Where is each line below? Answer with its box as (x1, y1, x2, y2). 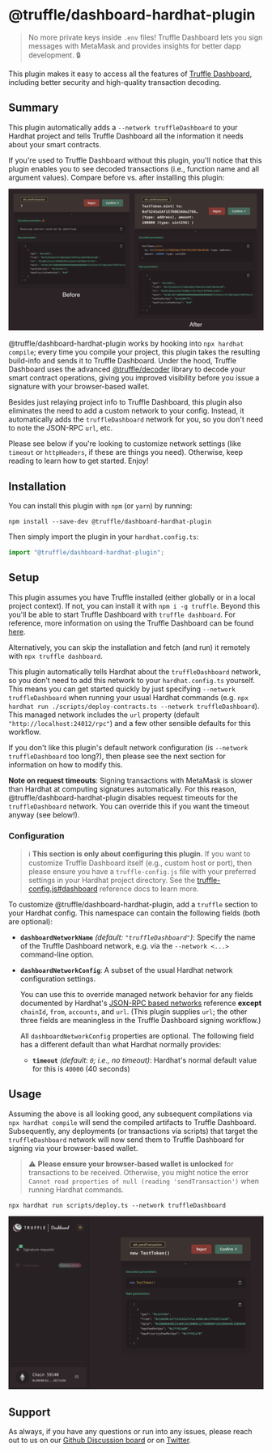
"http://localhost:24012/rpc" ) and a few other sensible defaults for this (8, 718, 251, 728)
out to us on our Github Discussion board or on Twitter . (8, 1435, 192, 1446)
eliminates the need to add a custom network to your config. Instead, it (8, 406, 244, 416)
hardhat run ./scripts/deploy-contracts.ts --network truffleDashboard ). (8, 701, 260, 711)
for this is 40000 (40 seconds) (32, 1064, 131, 1074)
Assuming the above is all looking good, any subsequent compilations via (8, 1109, 253, 1119)
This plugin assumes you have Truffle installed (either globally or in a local (8, 592, 256, 602)
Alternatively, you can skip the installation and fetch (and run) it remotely (8, 642, 251, 652)
